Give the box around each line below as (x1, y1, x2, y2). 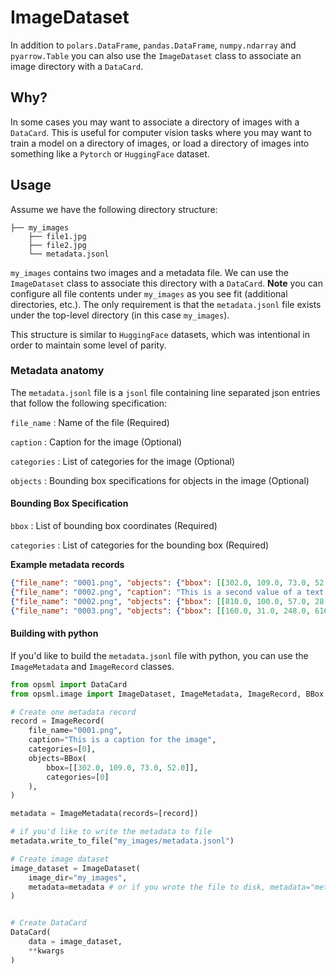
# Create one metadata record (10, 707, 137, 717)
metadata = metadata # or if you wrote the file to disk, (28, 882, 267, 892)
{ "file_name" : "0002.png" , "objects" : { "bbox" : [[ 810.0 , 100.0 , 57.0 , (10, 596, 311, 606)
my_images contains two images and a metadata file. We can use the (10, 266, 289, 278)
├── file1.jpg (28, 231, 87, 241)
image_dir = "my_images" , (28, 872, 128, 883)
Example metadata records (10, 559, 125, 571)
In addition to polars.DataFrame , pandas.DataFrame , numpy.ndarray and (10, 39, 297, 51)
